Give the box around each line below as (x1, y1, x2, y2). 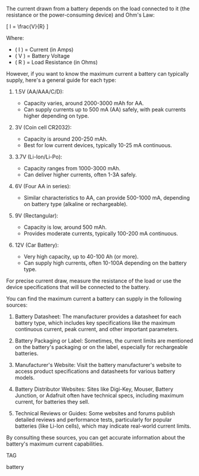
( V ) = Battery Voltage (14, 52, 70, 59)
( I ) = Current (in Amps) (14, 46, 74, 53)
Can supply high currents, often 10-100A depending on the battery (23, 259, 187, 266)
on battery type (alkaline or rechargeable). (23, 201, 128, 207)
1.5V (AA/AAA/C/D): (14, 88, 64, 95)
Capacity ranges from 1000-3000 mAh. (23, 165, 121, 172)
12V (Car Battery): (14, 241, 59, 248)
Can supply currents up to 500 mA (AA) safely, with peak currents (23, 106, 186, 113)
